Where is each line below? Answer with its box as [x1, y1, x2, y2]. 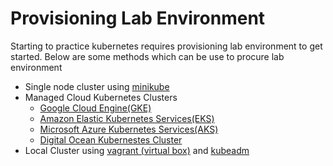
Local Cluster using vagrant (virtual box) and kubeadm [24, 144, 250, 156]
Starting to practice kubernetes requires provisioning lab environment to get [10, 40, 323, 52]
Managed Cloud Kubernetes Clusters [24, 91, 178, 103]
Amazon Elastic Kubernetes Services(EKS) [39, 112, 215, 124]
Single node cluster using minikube [24, 80, 170, 92]
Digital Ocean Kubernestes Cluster [39, 133, 183, 146]
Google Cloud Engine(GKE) [39, 102, 152, 114]
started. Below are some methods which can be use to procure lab [10, 50, 285, 62]
